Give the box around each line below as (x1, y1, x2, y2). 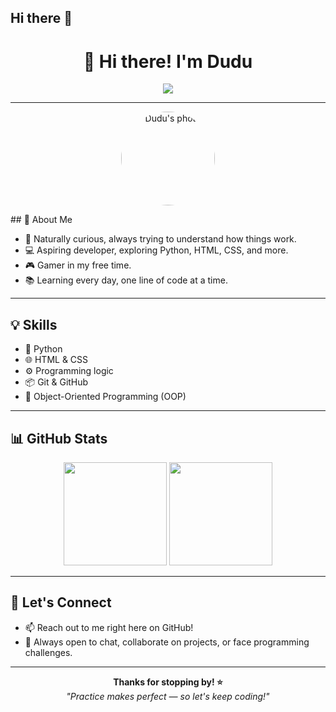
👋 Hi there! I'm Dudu (83, 50, 253, 73)
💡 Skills (10, 316, 58, 333)
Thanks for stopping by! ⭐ (113, 676, 223, 688)
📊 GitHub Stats (10, 430, 108, 447)
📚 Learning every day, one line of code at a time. (24, 274, 228, 286)
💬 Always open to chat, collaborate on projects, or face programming (24, 636, 310, 648)
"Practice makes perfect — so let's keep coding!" (66, 690, 270, 702)
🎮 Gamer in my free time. (24, 259, 132, 271)
